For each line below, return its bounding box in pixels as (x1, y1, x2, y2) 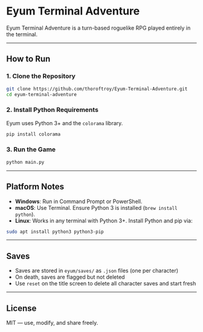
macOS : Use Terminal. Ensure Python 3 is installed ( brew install (14, 204, 178, 211)
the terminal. (6, 30, 38, 37)
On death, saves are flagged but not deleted (14, 273, 125, 281)
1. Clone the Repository (6, 72, 76, 80)
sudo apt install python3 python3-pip (6, 229, 104, 235)
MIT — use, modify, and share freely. (6, 319, 98, 327)
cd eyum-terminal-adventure (6, 91, 77, 97)
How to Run (6, 54, 51, 64)
